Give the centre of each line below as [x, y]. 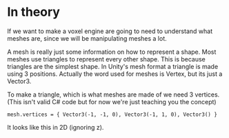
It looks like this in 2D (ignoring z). [56, 127]
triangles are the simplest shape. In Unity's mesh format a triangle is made [113, 66]
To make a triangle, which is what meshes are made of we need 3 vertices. [113, 95]
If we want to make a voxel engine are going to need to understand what [110, 31]
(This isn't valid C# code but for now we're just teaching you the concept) [112, 101]
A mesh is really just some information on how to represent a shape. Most [112, 52]
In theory [34, 12]
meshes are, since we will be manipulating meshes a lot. [87, 38]
